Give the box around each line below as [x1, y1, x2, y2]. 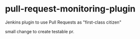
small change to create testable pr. [5, 28, 74, 34]
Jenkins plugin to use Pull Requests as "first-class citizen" [5, 19, 122, 25]
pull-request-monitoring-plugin [5, 3, 136, 14]
